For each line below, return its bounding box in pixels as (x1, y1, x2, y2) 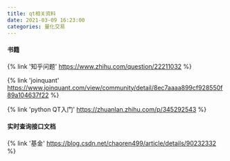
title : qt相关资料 (7, 10, 57, 17)
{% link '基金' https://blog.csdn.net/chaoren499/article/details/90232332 (7, 139, 217, 147)
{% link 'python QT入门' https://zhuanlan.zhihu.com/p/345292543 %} (7, 105, 207, 113)
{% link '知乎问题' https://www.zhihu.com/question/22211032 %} (7, 62, 193, 70)
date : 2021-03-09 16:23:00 (7, 17, 85, 24)
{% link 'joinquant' (7, 76, 60, 84)
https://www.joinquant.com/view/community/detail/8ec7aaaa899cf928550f (7, 83, 223, 92)
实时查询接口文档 (7, 122, 56, 130)
